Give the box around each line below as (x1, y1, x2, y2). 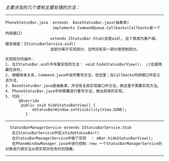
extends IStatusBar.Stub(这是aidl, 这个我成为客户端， (50, 36, 159, 41)
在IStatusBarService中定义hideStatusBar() (12, 130, 100, 135)
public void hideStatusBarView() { (21, 103, 96, 108)
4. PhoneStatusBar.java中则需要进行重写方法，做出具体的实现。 (5, 89, 126, 94)
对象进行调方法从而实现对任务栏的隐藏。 (5, 146, 76, 151)
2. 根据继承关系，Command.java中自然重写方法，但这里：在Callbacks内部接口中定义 (5, 72, 160, 77)
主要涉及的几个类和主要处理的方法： (5, 5, 80, 10)
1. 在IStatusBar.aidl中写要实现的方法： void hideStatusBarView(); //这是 (5, 62, 158, 67)
